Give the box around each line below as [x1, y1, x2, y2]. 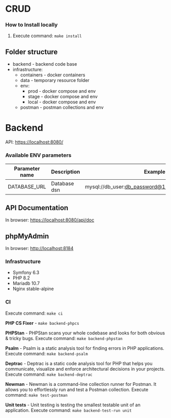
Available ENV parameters [5, 152, 72, 159]
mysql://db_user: [84, 183, 125, 190]
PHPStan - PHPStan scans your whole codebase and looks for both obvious [5, 329, 165, 336]
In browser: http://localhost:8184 [5, 245, 74, 252]
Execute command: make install [12, 33, 82, 39]
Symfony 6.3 [12, 269, 40, 275]
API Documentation [5, 203, 69, 212]
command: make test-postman [5, 392, 68, 398]
